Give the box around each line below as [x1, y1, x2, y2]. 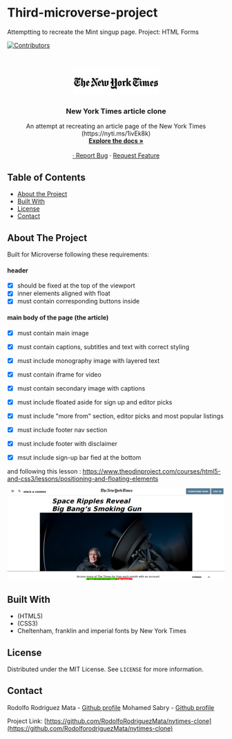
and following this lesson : [7, 467, 81, 476]
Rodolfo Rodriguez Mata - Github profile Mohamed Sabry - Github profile [7, 703, 215, 711]
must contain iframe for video [17, 370, 101, 378]
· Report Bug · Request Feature [72, 151, 160, 160]
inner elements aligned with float [17, 289, 110, 298]
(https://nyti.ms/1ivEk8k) [81, 129, 151, 138]
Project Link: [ [7, 717, 47, 725]
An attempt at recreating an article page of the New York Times [26, 122, 206, 131]
